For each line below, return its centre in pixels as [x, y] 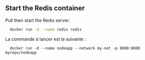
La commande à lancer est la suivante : [46, 39]
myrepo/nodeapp [21, 52]
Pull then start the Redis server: [38, 20]
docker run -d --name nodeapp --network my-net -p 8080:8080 [75, 48]
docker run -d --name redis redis [46, 29]
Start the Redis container [45, 8]
